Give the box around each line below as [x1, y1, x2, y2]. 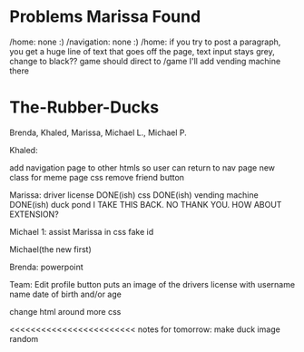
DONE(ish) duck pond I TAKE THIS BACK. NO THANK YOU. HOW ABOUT [9, 199, 282, 210]
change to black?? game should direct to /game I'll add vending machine [9, 55, 281, 66]
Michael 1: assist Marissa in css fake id [9, 226, 154, 237]
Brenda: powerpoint [9, 261, 83, 272]
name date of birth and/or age [9, 288, 123, 299]
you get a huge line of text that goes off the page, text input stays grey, [9, 45, 275, 56]
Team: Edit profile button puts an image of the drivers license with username [9, 279, 296, 289]
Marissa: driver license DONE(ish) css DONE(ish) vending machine [9, 189, 259, 200]
